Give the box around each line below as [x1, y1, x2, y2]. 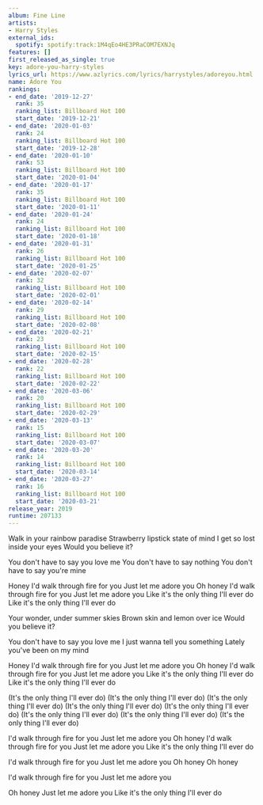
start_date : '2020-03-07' [15, 439, 101, 446]
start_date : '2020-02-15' [15, 350, 101, 359]
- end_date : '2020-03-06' [8, 387, 93, 395]
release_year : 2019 [8, 504, 73, 513]
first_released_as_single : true [8, 56, 115, 64]
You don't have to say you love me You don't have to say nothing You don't [8, 557, 253, 567]
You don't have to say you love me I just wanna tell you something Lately [8, 637, 246, 647]
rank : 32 [15, 276, 44, 285]
